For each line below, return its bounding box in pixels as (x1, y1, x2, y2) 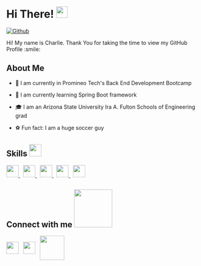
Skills (6, 149, 27, 159)
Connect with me (6, 219, 73, 230)
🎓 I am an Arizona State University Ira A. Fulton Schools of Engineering (15, 103, 196, 111)
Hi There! (6, 7, 54, 21)
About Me (6, 63, 44, 73)
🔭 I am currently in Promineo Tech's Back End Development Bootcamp (15, 79, 192, 86)
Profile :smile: (6, 46, 41, 53)
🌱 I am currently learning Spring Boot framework (15, 91, 137, 98)
